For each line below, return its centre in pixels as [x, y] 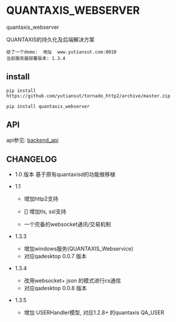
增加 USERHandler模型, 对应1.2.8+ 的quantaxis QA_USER [94, 312]
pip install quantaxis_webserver [48, 106]
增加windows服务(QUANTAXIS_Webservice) [79, 249]
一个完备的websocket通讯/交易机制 [67, 224]
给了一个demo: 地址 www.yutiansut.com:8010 [62, 52]
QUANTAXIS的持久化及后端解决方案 [50, 39]
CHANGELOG [32, 159]
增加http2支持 [41, 199]
